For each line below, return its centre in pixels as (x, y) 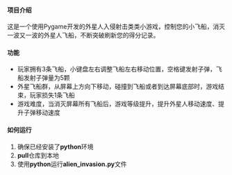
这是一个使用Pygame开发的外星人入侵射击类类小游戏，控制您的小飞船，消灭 (116, 26)
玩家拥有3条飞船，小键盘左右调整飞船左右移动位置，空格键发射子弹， (117, 69)
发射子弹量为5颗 (47, 78)
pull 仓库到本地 (38, 155)
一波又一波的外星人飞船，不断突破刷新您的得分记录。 (83, 35)
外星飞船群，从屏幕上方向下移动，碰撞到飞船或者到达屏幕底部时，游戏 (118, 87)
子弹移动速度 (42, 112)
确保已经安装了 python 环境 (55, 147)
